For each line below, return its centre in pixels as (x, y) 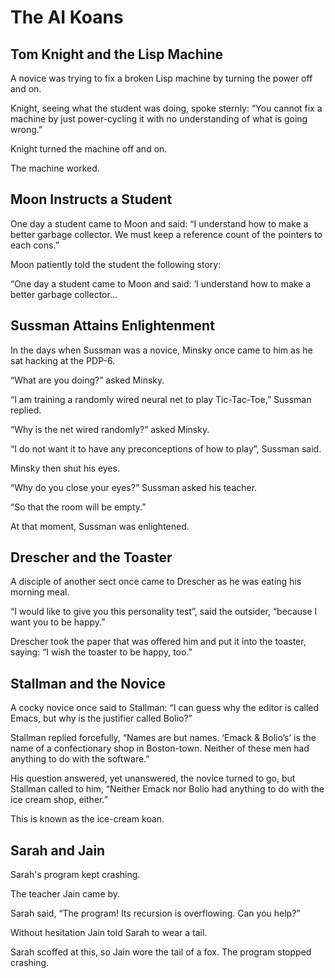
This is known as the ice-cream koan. (87, 819)
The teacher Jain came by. (65, 894)
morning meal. (40, 592)
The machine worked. (55, 168)
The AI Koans (67, 17)
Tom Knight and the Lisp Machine (117, 54)
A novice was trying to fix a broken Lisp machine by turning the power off (161, 78)
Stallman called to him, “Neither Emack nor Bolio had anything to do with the (167, 789)
